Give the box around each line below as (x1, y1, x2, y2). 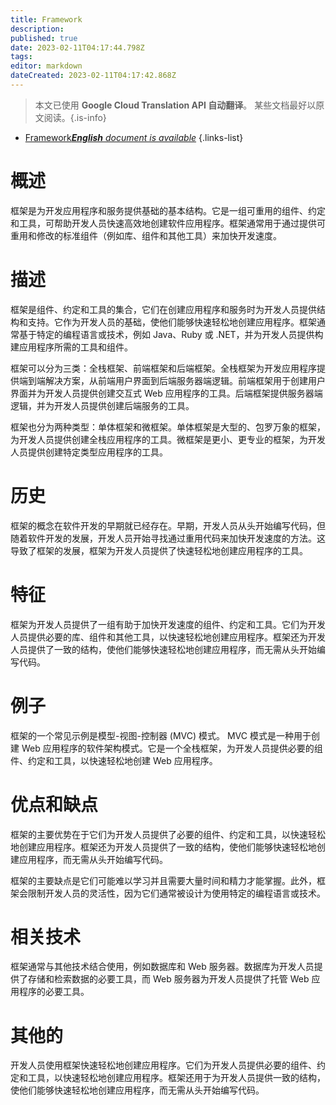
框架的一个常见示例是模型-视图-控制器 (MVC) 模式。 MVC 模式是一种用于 (10, 729, 312, 741)
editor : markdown (10, 61, 83, 71)
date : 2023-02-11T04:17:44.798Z (10, 42, 145, 53)
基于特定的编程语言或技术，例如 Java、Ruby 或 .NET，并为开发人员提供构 (18, 328, 324, 340)
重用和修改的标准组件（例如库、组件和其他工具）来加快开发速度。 (10, 229, 282, 241)
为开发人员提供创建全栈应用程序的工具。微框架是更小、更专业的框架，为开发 (10, 433, 326, 445)
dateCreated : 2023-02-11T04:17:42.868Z (10, 71, 177, 81)
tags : (10, 52, 33, 62)
